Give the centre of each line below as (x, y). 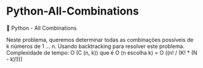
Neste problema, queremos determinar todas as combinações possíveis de (100, 39)
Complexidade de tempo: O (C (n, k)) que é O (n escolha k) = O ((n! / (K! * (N (102, 52)
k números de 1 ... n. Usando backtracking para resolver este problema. (95, 46)
